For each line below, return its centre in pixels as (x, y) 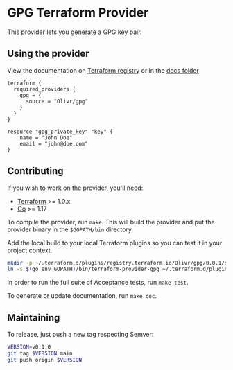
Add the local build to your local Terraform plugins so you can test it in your (115, 243)
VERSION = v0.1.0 (29, 347)
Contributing (35, 171)
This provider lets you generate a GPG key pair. (75, 32)
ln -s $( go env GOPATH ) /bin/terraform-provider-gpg (83, 269)
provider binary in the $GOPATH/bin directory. (70, 229)
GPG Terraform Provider (78, 13)
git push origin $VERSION (44, 360)
